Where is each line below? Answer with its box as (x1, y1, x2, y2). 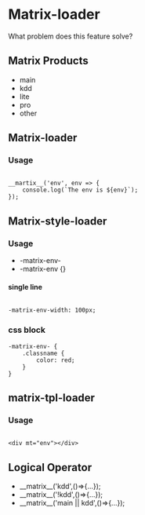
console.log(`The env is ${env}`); (22, 186, 139, 194)
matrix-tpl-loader (8, 391, 96, 405)
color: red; (36, 356, 76, 364)
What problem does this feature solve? (8, 31, 133, 41)
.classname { (22, 349, 65, 357)
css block (8, 324, 45, 335)
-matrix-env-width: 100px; (8, 306, 96, 315)
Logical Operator (8, 461, 92, 474)
